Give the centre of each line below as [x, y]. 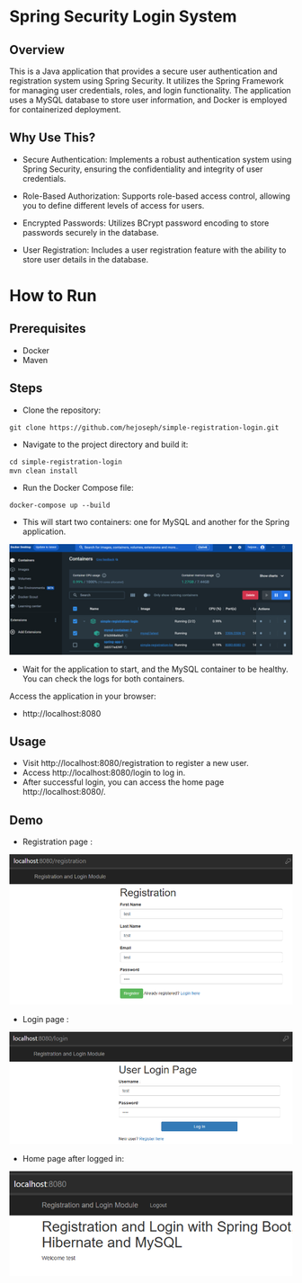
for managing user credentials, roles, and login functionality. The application [151, 90]
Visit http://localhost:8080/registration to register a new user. [135, 763]
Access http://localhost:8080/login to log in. [104, 773]
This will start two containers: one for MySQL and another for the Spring [156, 521]
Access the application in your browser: [83, 696]
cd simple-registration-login [66, 462]
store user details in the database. [85, 259]
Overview [37, 50]
